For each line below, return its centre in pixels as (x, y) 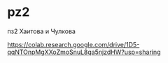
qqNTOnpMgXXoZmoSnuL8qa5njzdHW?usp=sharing (84, 52)
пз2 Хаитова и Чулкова (41, 31)
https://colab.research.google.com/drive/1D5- (73, 44)
